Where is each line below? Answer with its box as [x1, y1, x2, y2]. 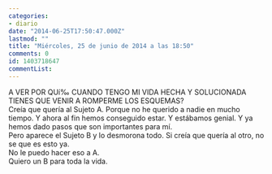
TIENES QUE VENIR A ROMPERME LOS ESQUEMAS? [8, 95, 184, 106]
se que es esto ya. [8, 139, 70, 149]
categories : [8, 11, 49, 20]
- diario [8, 20, 38, 28]
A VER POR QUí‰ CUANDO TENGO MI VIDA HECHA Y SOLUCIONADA [8, 87, 247, 97]
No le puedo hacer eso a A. [8, 147, 100, 157]
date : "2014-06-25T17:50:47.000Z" [8, 27, 126, 35]
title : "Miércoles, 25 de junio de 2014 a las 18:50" [8, 42, 195, 50]
